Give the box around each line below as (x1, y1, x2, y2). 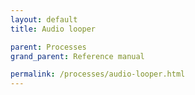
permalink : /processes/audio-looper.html (10, 69, 186, 80)
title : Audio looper (10, 24, 97, 34)
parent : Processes (10, 42, 87, 52)
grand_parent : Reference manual (10, 51, 145, 61)
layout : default (10, 14, 78, 25)
